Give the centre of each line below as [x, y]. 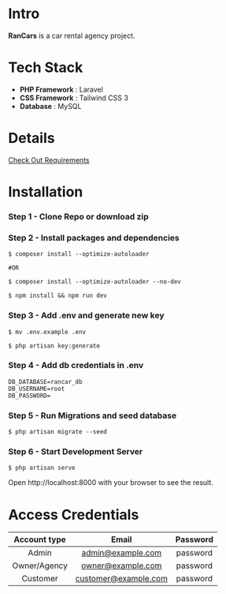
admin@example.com [122, 553]
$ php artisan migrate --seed [58, 432]
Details [31, 138]
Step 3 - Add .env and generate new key [86, 315]
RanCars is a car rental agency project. [72, 36]
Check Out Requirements [49, 160]
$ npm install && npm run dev [58, 296]
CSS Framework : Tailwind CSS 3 [74, 98]
